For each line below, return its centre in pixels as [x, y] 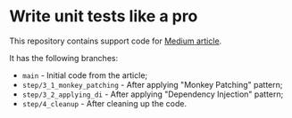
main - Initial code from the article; [85, 75]
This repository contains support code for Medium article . [116, 41]
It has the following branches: [64, 58]
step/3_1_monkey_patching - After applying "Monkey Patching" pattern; [152, 84]
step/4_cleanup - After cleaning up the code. [104, 103]
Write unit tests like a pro [104, 16]
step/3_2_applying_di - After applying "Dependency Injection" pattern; [153, 94]
